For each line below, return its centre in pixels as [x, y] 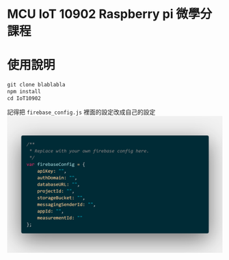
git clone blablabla [37, 85]
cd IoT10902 [24, 99]
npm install [24, 92]
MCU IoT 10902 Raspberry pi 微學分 [110, 14]
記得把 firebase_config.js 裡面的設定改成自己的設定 [81, 112]
